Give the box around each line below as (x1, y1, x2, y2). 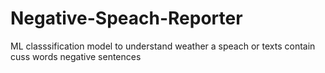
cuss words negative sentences (10, 50, 142, 62)
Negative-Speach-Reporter (10, 7, 243, 30)
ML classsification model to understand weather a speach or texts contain (10, 40, 316, 52)
